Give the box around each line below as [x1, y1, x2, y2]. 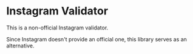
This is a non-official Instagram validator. [6, 24, 109, 31]
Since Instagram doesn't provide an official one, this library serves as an [6, 35, 187, 43]
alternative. [6, 42, 35, 49]
